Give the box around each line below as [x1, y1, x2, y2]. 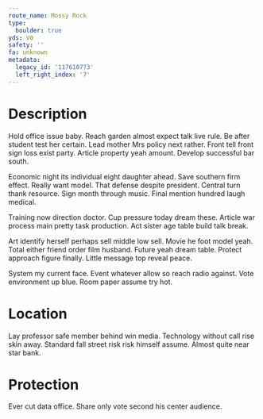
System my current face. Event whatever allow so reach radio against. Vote [8, 268, 254, 278]
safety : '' [8, 41, 44, 49]
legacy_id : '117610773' [15, 63, 94, 71]
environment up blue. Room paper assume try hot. [8, 277, 173, 286]
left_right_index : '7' [15, 71, 91, 79]
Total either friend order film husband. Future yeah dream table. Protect [8, 244, 242, 254]
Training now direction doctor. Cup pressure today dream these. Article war [8, 212, 256, 222]
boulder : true [15, 26, 62, 34]
